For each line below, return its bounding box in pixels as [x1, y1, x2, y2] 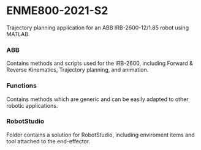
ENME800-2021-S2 [6, 4, 108, 18]
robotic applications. [6, 102, 58, 109]
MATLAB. [6, 30, 30, 37]
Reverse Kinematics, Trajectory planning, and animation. [6, 66, 149, 73]
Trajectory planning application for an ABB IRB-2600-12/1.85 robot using [6, 24, 189, 31]
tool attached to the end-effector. [6, 137, 91, 144]
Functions [6, 81, 37, 90]
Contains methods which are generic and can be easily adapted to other [6, 96, 189, 103]
